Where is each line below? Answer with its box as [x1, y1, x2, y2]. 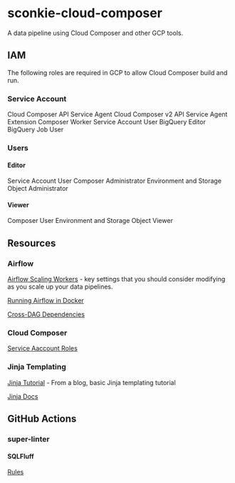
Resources [7, 237, 56, 249]
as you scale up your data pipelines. [7, 282, 113, 291]
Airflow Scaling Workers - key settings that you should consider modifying [7, 275, 226, 284]
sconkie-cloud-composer [7, 5, 162, 21]
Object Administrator [7, 184, 69, 193]
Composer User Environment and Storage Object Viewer [7, 216, 173, 225]
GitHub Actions [7, 413, 77, 425]
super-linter [7, 434, 50, 444]
